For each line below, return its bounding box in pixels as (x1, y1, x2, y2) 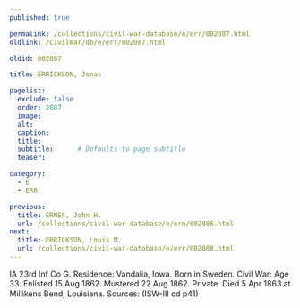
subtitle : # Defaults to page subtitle (17, 145, 186, 154)
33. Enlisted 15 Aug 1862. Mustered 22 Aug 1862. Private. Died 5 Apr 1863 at (9, 277, 291, 288)
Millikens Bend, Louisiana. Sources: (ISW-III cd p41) (9, 288, 199, 299)
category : (9, 170, 47, 179)
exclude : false (17, 95, 74, 104)
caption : (17, 128, 50, 137)
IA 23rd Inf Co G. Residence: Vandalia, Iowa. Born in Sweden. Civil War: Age (9, 268, 289, 279)
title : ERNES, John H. (17, 210, 102, 220)
